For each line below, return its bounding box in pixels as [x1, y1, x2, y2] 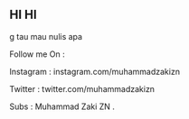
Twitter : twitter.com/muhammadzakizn [9, 83, 156, 94]
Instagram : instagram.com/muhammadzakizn [9, 66, 181, 77]
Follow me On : [9, 49, 65, 59]
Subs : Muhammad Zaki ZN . [9, 101, 116, 112]
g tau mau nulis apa [9, 31, 83, 41]
